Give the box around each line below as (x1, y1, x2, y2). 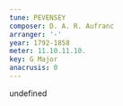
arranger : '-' (9, 30, 63, 39)
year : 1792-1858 (9, 38, 70, 48)
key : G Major (9, 55, 58, 64)
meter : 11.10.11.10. (9, 47, 87, 56)
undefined (9, 87, 48, 99)
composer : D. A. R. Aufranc (9, 22, 115, 31)
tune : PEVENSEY (9, 13, 66, 22)
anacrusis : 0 (9, 64, 58, 73)
